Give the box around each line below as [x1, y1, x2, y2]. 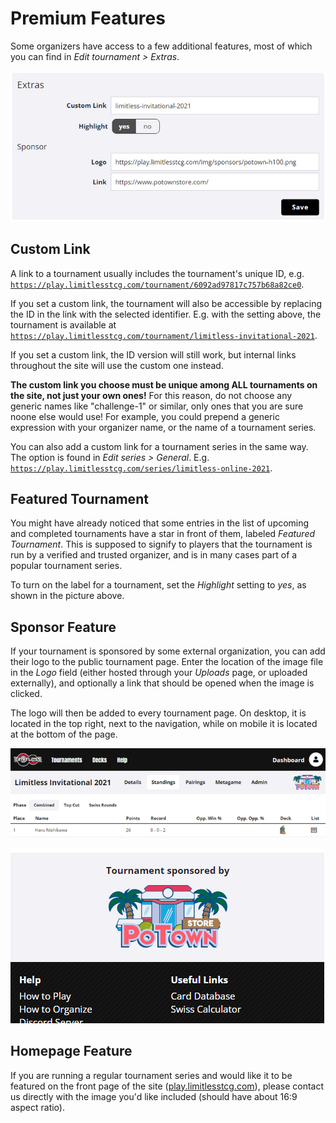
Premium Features [10, 7, 166, 30]
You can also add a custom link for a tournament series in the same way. [10, 440, 309, 452]
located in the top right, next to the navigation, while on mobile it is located [10, 718, 318, 730]
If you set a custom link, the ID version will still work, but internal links [10, 348, 297, 361]
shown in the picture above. [10, 590, 125, 602]
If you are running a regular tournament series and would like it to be [10, 1069, 293, 1081]
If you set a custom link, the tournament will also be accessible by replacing [10, 297, 323, 309]
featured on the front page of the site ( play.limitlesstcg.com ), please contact [10, 1080, 325, 1092]
